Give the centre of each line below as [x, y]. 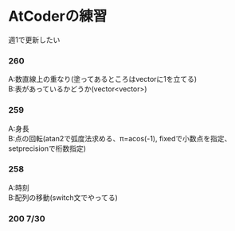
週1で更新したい [34, 40]
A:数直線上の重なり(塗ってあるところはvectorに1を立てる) [103, 79]
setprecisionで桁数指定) [47, 148]
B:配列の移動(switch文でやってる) [63, 197]
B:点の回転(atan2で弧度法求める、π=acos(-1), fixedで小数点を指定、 [120, 138]
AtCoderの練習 [58, 16]
